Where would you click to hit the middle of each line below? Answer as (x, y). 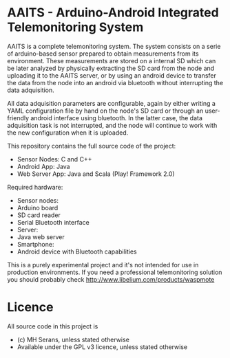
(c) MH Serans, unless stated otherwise (73, 339)
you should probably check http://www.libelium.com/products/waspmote (111, 279)
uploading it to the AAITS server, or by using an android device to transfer (112, 75)
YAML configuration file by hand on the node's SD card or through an (105, 111)
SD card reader (39, 215)
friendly (18, 118)
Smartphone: (35, 244)
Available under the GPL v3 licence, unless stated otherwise (102, 347)
